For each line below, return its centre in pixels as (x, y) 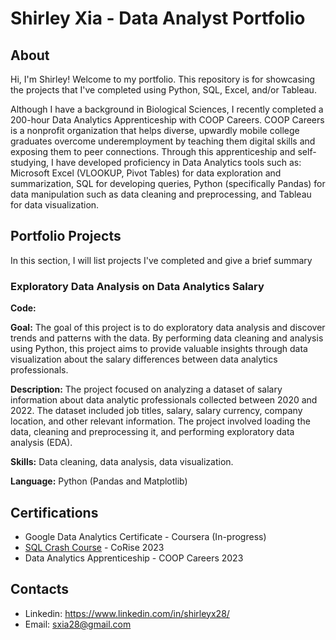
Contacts (40, 589)
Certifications (54, 512)
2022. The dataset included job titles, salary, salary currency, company (156, 411)
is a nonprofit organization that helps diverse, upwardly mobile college (155, 130)
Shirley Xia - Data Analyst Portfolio (158, 18)
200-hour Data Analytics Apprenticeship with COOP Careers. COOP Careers (167, 120)
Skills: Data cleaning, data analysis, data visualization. (122, 462)
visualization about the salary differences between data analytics (144, 359)
